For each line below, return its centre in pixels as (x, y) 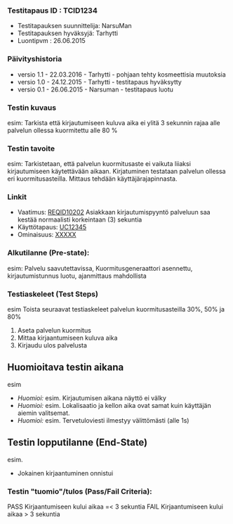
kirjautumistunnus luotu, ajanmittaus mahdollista (77, 276)
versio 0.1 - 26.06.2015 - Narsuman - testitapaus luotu (95, 89)
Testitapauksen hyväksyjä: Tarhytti (67, 33)
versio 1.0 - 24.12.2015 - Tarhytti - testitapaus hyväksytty (100, 82)
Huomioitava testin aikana (66, 368)
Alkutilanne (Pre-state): (48, 253)
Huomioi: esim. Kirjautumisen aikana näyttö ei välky (92, 398)
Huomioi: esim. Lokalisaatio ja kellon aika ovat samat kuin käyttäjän (114, 405)
